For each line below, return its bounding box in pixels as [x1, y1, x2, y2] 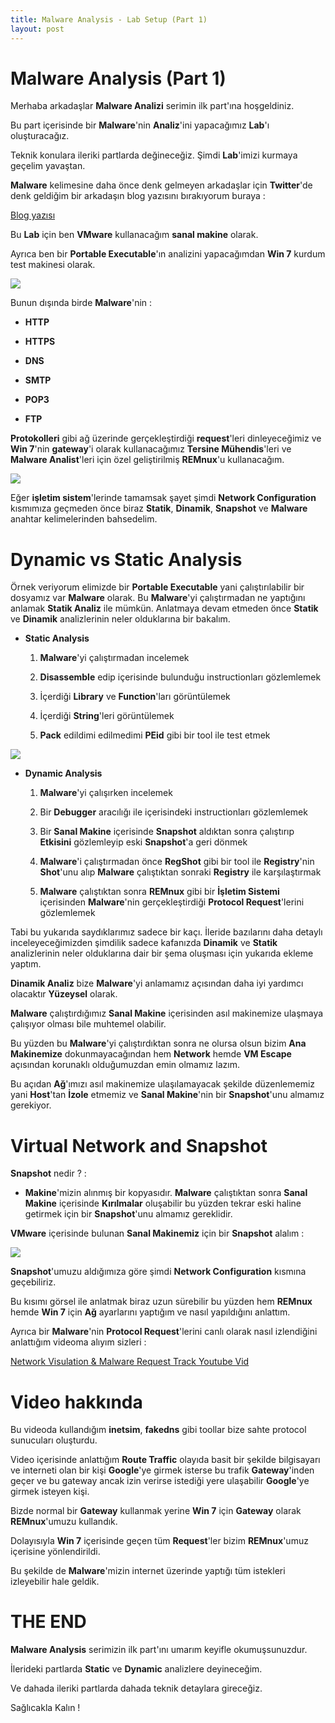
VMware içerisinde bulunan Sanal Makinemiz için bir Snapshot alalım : [10, 1227, 305, 1240]
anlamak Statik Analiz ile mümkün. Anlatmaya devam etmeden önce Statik [10, 602, 319, 615]
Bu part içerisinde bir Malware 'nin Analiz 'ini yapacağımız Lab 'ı [10, 119, 270, 131]
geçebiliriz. [10, 1276, 57, 1288]
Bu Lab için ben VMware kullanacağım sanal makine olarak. [10, 229, 259, 241]
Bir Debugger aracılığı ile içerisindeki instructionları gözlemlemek [39, 806, 308, 818]
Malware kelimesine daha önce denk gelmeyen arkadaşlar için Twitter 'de [10, 179, 313, 191]
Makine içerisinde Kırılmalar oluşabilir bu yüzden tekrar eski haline [24, 1197, 302, 1210]
